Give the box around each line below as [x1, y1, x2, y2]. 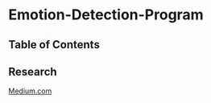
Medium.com [8, 86, 52, 96]
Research [8, 64, 58, 78]
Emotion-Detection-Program [8, 6, 204, 24]
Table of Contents [8, 38, 101, 51]
